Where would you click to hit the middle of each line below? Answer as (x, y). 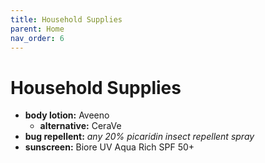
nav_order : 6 (37, 38)
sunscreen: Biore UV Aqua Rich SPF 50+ (109, 147)
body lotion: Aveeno (67, 115)
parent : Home (37, 29)
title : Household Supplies (66, 19)
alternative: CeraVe (80, 126)
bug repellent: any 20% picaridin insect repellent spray (139, 137)
